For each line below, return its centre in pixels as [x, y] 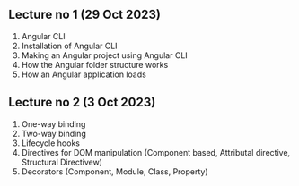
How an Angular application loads [84, 74]
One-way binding [53, 123]
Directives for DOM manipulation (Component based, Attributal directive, [156, 152]
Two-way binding [53, 133]
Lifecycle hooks [50, 143]
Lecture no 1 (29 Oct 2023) [85, 15]
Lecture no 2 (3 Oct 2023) [82, 102]
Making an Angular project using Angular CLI [104, 55]
